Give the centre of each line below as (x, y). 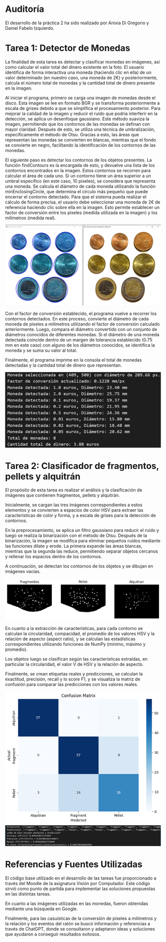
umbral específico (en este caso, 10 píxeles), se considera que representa (80, 181)
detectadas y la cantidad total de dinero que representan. (63, 365)
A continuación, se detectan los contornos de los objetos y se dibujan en (79, 566)
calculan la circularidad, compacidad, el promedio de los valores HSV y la (80, 633)
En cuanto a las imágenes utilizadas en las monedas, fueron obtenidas (77, 903)
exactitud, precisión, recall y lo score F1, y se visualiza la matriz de (73, 679)
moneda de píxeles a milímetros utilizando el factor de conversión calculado (83, 324)
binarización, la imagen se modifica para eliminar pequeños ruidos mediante (83, 541)
